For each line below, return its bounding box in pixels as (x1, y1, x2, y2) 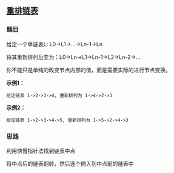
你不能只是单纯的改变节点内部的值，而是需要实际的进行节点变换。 (6, 66, 171, 73)
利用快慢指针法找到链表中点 (6, 147, 76, 154)
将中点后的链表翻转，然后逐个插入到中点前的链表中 (6, 160, 134, 167)
